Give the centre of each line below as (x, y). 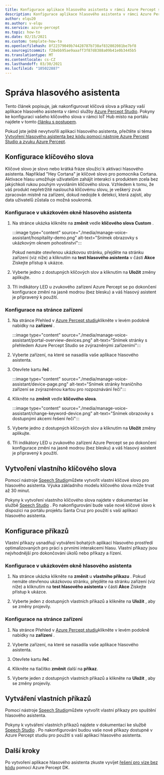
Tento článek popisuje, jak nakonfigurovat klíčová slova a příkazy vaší (75, 106)
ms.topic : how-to (23, 32)
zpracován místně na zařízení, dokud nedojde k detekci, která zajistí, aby (78, 194)
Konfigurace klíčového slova (49, 157)
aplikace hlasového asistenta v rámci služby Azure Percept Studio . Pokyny (80, 111)
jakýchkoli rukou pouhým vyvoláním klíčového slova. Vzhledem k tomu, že (80, 184)
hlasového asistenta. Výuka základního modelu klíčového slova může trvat (80, 486)
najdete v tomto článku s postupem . (41, 122)
